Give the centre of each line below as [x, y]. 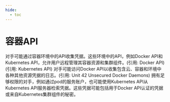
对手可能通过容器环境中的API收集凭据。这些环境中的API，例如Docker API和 [84, 56]
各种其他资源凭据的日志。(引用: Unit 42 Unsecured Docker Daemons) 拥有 [83, 75]
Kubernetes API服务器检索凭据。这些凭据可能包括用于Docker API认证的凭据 [84, 88]
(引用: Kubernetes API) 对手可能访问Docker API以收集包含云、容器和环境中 [83, 69]
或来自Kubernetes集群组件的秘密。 [42, 94]
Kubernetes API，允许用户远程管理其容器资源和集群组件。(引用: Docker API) [85, 63]
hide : [11, 10]
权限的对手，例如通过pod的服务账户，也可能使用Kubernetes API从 [79, 82]
